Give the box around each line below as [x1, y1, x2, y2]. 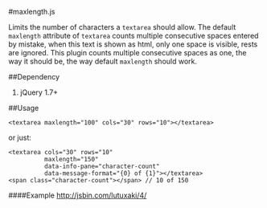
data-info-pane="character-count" [43, 162, 160, 170]
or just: [8, 133, 32, 142]
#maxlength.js [8, 7, 55, 16]
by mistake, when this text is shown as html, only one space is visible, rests [8, 39, 258, 49]
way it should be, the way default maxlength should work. [8, 56, 198, 66]
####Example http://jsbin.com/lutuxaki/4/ [8, 190, 147, 200]
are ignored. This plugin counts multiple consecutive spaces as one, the [8, 48, 247, 57]
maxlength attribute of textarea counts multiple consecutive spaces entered [8, 31, 259, 40]
